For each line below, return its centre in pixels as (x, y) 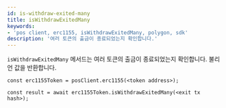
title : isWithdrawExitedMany (49, 20)
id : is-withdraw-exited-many (49, 13)
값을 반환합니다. (35, 68)
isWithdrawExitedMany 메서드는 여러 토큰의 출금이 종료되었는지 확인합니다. (107, 59)
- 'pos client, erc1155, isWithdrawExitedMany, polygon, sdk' (98, 32)
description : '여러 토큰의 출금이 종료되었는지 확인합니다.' (83, 39)
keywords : (21, 26)
